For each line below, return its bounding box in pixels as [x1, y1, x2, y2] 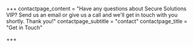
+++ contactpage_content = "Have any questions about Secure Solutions [6, 5, 187, 12]
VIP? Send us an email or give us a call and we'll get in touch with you [6, 11, 178, 18]
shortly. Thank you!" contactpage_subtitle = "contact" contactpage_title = [6, 18, 188, 24]
